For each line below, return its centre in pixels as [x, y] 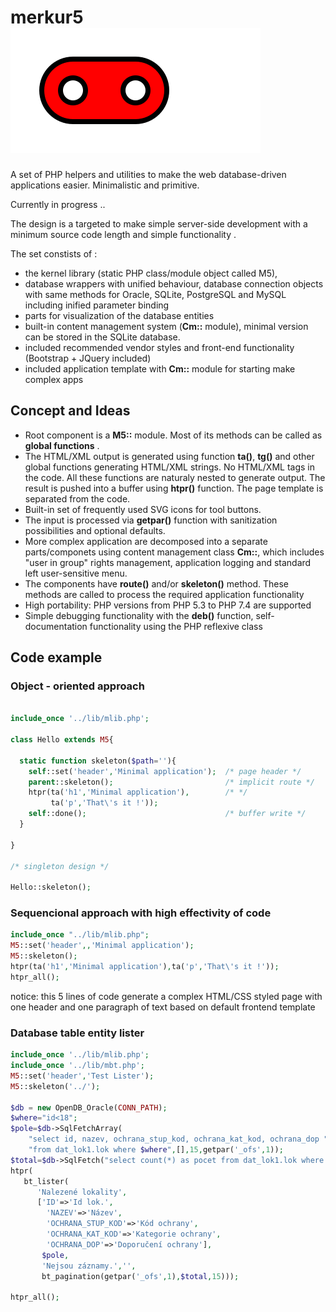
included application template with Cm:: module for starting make [160, 368]
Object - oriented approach [77, 686]
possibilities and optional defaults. [95, 530]
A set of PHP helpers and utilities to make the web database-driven [148, 174]
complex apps [54, 379]
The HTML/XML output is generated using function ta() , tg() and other [169, 456]
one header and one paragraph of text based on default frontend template [163, 1007]
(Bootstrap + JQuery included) [88, 358]
